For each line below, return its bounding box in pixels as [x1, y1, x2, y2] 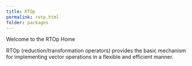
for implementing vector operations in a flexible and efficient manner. [6, 54, 174, 61]
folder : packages [6, 19, 49, 25]
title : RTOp [6, 8, 35, 15]
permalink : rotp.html [6, 14, 59, 20]
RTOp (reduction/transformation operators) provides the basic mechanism [6, 47, 187, 54]
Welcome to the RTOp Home [6, 36, 75, 43]
